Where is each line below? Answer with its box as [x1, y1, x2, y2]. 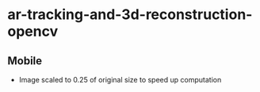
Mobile [7, 54, 43, 67]
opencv [7, 22, 59, 40]
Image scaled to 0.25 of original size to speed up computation [18, 75, 222, 84]
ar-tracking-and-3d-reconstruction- [7, 6, 253, 24]
